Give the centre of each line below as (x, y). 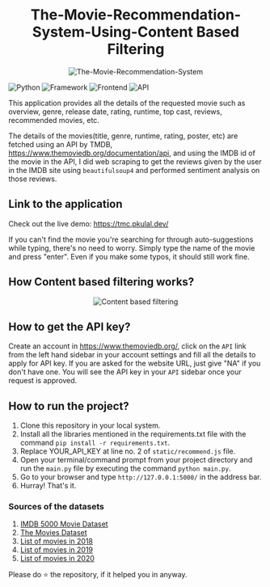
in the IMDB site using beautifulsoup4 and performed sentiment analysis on (134, 170)
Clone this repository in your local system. (90, 425)
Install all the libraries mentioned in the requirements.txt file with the (133, 434)
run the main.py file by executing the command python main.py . (125, 469)
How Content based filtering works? (101, 282)
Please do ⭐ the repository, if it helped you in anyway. (98, 575)
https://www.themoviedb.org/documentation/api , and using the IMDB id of (132, 153)
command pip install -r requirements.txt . (95, 443)
